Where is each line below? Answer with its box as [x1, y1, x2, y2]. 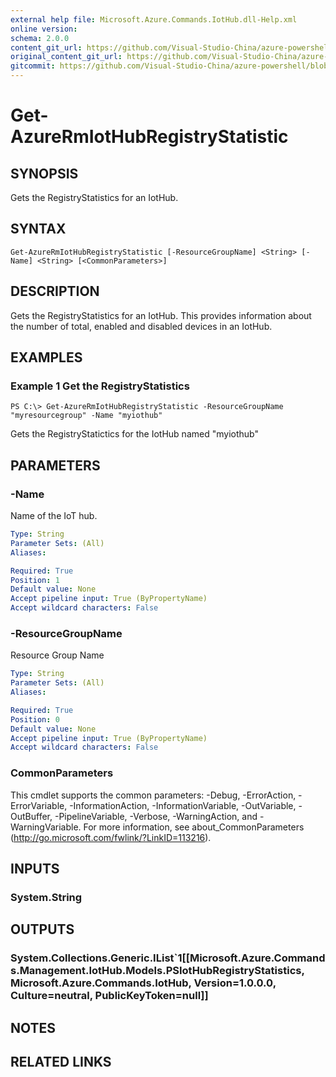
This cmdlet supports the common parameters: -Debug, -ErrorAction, [10, 789, 297, 801]
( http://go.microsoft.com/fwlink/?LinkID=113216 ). [10, 831, 212, 843]
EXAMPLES [10, 349, 83, 366]
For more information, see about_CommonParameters [83, 821, 305, 833]
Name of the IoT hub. [10, 510, 98, 521]
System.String [10, 890, 83, 904]
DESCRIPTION [10, 283, 100, 300]
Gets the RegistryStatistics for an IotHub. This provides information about [10, 309, 312, 321]
